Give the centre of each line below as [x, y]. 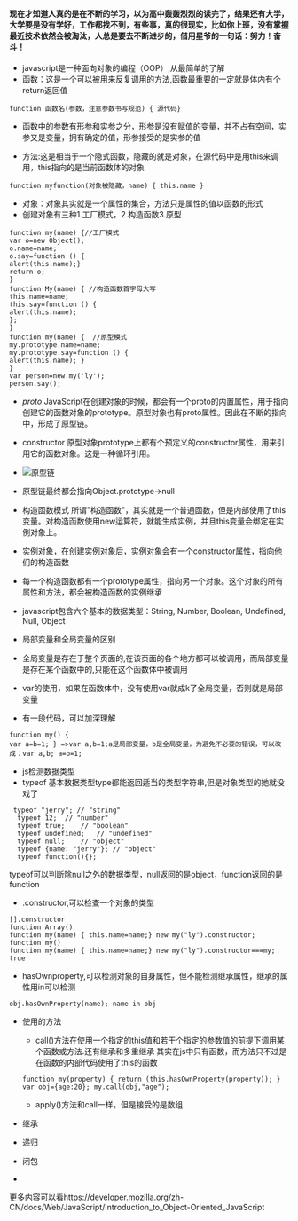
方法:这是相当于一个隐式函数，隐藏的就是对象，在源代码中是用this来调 [150, 156]
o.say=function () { [47, 256]
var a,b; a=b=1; [52, 754]
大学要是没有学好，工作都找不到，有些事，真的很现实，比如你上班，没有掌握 [149, 24]
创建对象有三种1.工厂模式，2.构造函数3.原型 [102, 215]
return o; [27, 272]
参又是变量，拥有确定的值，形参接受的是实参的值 [111, 138]
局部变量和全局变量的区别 [69, 640]
